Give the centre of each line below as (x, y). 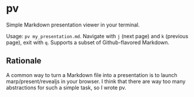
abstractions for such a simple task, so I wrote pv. (66, 88)
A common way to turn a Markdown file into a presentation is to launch (92, 75)
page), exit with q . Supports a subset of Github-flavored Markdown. (88, 42)
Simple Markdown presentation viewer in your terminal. (73, 25)
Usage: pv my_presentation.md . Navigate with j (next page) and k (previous (97, 36)
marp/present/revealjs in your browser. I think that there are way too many (96, 81)
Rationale (24, 61)
